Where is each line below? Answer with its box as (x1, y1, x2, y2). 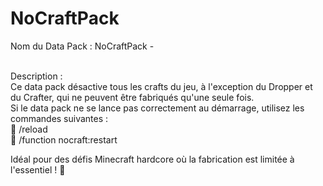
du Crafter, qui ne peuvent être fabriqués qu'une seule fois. (10, 91, 255, 103)
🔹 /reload (10, 123, 48, 135)
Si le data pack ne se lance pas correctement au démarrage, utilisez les (10, 102, 305, 114)
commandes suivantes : (10, 112, 109, 124)
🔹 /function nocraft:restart (10, 133, 118, 146)
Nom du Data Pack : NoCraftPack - (10, 40, 155, 52)
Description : (10, 70, 63, 82)
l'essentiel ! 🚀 (10, 163, 66, 176)
